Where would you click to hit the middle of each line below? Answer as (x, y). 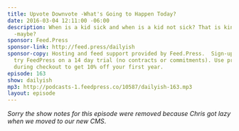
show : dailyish (30, 80)
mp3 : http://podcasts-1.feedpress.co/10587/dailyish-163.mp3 (100, 87)
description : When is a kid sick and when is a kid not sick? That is (114, 27)
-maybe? (25, 34)
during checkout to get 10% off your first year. (89, 67)
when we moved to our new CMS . (57, 121)
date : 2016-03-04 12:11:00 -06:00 (59, 21)
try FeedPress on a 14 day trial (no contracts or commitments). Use (119, 61)
